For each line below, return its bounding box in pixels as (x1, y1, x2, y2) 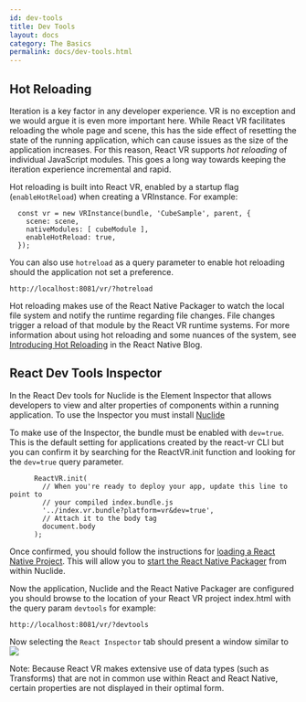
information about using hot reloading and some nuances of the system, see (9, 329, 297, 340)
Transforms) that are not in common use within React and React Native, (9, 673, 279, 684)
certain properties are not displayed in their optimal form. (9, 682, 225, 693)
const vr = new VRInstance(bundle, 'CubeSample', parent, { (17, 208, 251, 218)
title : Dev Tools (9, 22, 76, 31)
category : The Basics (9, 38, 92, 48)
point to (9, 490, 43, 499)
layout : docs (9, 30, 59, 39)
